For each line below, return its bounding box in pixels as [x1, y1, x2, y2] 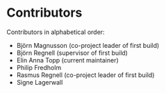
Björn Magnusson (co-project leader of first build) [16, 41, 160, 49]
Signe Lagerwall [16, 78, 63, 86]
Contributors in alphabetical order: [6, 28, 105, 36]
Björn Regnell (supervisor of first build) [16, 49, 128, 57]
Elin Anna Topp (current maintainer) [16, 56, 119, 64]
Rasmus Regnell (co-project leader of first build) [16, 71, 155, 79]
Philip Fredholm [16, 63, 62, 71]
